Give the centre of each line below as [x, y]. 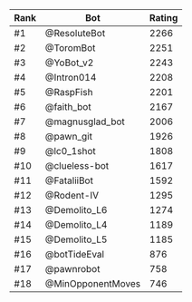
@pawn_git [69, 136]
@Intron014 [71, 78]
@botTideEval [75, 254]
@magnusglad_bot [85, 122]
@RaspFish [69, 92]
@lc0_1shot [71, 151]
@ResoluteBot [75, 33]
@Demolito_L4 [76, 224]
